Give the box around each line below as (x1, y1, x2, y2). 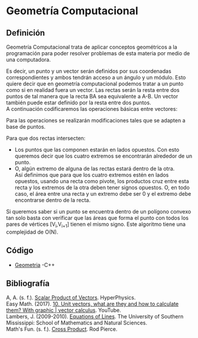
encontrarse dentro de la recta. (14, 197, 90, 203)
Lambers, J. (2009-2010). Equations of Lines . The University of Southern (6, 313, 184, 320)
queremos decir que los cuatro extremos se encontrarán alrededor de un (14, 152, 193, 160)
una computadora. (6, 56, 51, 63)
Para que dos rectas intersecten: (6, 135, 86, 142)
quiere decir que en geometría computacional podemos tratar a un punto (6, 80, 184, 87)
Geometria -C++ (14, 261, 55, 268)
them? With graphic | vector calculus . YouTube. (6, 307, 121, 314)
